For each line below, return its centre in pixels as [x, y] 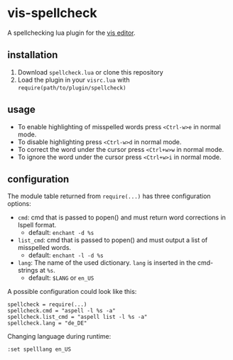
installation [33, 55]
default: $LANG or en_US [61, 278]
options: [20, 204]
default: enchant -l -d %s [66, 255]
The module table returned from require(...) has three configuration [109, 196]
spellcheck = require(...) [47, 305]
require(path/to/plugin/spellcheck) [72, 88]
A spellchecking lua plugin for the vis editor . [72, 33]
